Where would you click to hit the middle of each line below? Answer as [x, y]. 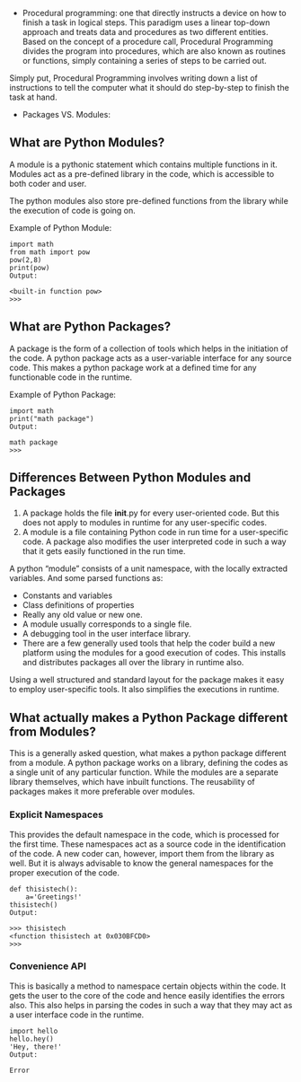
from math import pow [50, 252]
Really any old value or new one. [82, 615]
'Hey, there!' [36, 1047]
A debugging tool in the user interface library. [106, 634]
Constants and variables [67, 595]
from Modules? [53, 731]
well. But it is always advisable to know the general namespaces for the [142, 863]
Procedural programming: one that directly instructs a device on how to [154, 13]
